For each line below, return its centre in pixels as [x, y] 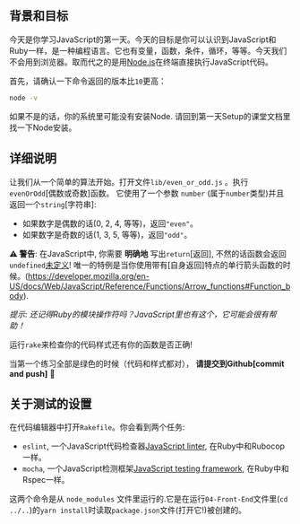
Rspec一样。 [46, 480]
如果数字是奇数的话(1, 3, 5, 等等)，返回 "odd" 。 [107, 234]
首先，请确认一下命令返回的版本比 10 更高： [88, 81]
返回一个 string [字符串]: [53, 204]
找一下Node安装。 [43, 127]
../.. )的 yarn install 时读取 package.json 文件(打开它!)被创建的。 [128, 511]
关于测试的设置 [51, 403]
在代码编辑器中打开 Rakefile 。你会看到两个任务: [97, 427]
